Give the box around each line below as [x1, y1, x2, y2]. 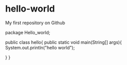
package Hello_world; [5, 29, 50, 35]
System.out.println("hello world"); [5, 44, 75, 50]
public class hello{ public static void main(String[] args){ [5, 39, 122, 45]
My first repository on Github [5, 20, 66, 26]
